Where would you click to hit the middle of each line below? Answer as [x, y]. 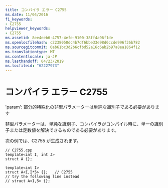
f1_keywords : [19, 19]
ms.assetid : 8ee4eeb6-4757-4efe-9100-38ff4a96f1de [59, 38]
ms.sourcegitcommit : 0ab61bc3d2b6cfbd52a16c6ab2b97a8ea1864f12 [73, 47]
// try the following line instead [42, 177]
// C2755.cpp [19, 150]
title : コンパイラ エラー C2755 [36, 10]
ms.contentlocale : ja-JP [31, 56]
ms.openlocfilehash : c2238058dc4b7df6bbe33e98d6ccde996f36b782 [73, 43]
